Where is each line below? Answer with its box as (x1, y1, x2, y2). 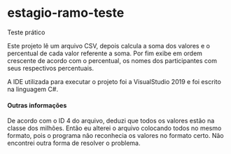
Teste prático (7, 28, 45, 36)
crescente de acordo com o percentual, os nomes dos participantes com (7, 56, 217, 64)
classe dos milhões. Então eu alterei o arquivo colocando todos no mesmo (7, 124, 222, 132)
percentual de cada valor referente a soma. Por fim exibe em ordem (7, 49, 203, 57)
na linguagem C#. (7, 85, 58, 93)
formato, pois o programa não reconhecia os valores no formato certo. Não (7, 132, 224, 140)
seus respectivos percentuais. (7, 64, 94, 72)
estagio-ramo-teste (7, 5, 125, 21)
